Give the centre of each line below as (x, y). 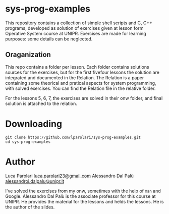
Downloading (34, 124)
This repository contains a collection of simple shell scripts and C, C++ (79, 23)
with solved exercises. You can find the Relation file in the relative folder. (80, 88)
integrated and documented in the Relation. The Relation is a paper (75, 77)
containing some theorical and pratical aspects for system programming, (81, 83)
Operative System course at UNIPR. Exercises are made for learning (76, 33)
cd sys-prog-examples (28, 142)
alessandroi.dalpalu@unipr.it (35, 181)
